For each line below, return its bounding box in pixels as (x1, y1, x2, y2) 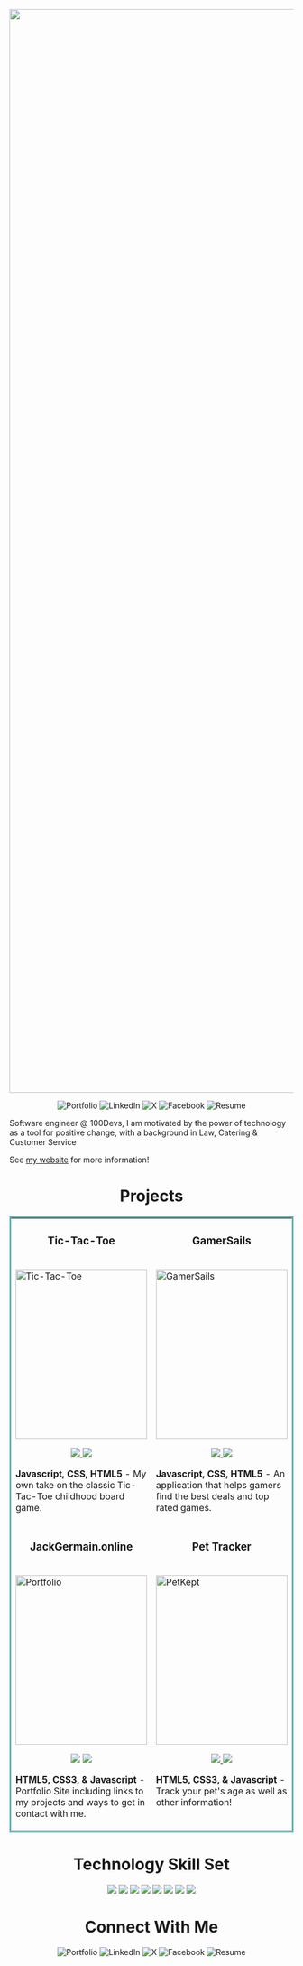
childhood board (54, 1490, 124, 1503)
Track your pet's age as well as (156, 1784, 288, 1797)
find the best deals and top (156, 1490, 270, 1503)
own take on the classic (15, 1478, 115, 1491)
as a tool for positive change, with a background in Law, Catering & (9, 1127, 258, 1138)
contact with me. (15, 1807, 87, 1820)
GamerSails (192, 1234, 252, 1248)
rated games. (156, 1501, 212, 1514)
